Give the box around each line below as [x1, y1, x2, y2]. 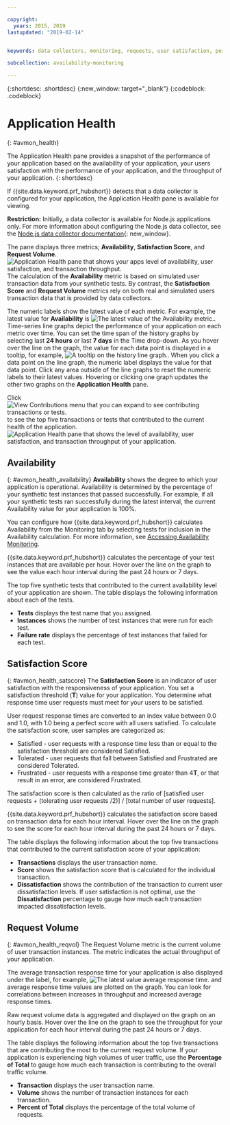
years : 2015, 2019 [13, 22, 66, 30]
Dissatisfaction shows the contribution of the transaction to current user [16, 880, 223, 888]
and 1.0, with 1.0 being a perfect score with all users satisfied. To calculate [7, 718, 216, 727]
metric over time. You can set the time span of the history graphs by [7, 329, 199, 337]
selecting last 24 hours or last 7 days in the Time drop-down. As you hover [7, 337, 219, 345]
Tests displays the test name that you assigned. [16, 609, 153, 617]
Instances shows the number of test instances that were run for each [16, 616, 214, 624]
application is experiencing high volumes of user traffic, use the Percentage [7, 1053, 222, 1061]
